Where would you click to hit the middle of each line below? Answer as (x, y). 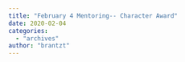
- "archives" (37, 38)
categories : (28, 31)
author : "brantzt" (39, 46)
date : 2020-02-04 (37, 23)
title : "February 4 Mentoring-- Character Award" (93, 16)
